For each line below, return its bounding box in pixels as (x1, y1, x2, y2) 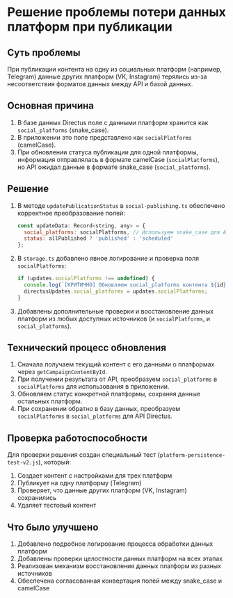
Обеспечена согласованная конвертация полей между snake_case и (17, 576, 223, 585)
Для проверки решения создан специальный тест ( (7, 451, 160, 459)
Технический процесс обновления (7, 342, 167, 354)
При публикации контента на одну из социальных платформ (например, (7, 65, 223, 73)
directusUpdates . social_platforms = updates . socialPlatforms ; (24, 288, 208, 295)
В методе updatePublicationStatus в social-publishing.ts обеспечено (17, 201, 225, 209)
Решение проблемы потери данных (7, 4, 226, 20)
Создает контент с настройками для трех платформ (17, 471, 172, 480)
